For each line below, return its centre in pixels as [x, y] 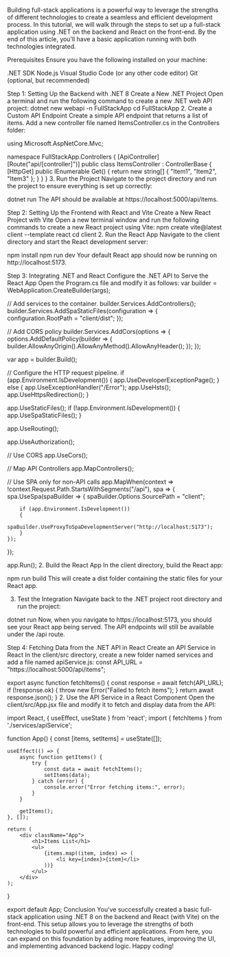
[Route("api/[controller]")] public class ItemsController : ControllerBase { [110, 164]
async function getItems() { [61, 757]
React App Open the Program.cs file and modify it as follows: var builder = [112, 283]
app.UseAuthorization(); [41, 442]
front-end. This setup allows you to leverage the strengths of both [100, 924]
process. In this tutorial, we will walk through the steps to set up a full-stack [114, 24]
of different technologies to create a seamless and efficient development [110, 17]
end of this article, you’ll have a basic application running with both [102, 39]
